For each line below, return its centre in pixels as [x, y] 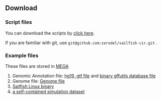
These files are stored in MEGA [37, 66]
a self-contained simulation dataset [48, 92]
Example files [22, 55]
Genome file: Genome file [39, 81]
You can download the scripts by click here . [50, 33]
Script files [19, 22]
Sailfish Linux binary [33, 86]
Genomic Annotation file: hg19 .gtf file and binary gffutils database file [84, 76]
